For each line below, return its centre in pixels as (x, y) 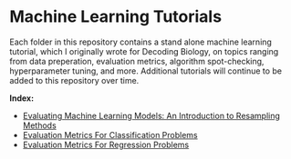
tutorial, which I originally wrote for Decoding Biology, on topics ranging (144, 51)
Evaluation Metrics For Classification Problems (110, 134)
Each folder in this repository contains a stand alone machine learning (140, 42)
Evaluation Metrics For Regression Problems (106, 144)
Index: (22, 98)
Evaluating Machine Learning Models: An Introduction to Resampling (151, 115)
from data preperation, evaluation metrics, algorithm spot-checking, (137, 61)
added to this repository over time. (74, 80)
